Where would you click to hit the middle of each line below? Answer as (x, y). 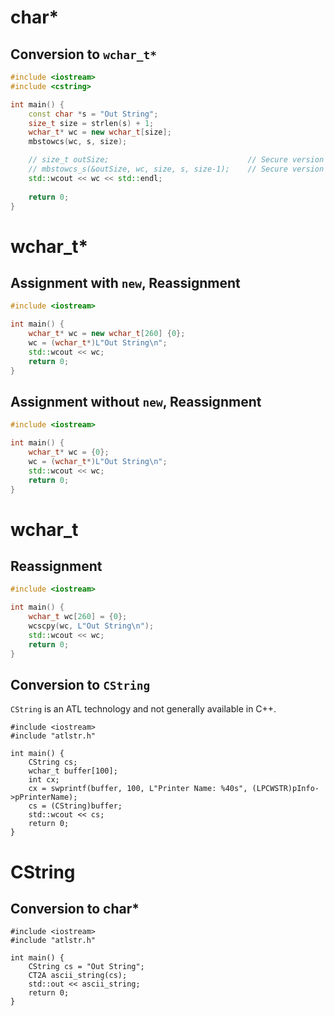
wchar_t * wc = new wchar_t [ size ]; (100, 132)
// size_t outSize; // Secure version (176, 160)
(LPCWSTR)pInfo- (285, 789)
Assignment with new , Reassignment (125, 282)
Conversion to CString (80, 684)
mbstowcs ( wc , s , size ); (78, 142)
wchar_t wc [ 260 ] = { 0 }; (78, 617)
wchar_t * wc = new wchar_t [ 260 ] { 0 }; (107, 334)
